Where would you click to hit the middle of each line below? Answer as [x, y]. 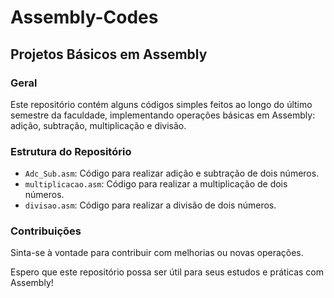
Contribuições [46, 231]
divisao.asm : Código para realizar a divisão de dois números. [150, 205]
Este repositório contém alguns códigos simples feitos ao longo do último [161, 104]
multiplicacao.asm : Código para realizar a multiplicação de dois [156, 184]
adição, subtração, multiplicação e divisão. [98, 125]
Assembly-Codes [84, 17]
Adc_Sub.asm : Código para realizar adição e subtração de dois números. [172, 173]
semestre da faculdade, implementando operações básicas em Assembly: [163, 115]
